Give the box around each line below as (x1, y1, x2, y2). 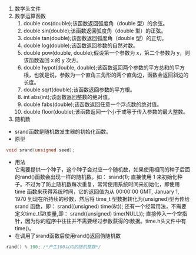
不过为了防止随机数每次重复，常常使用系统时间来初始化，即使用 (25, 180, 180, 187)
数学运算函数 (14, 12, 46, 19)
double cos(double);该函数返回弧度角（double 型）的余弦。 (23, 20, 168, 27)
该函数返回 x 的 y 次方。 (23, 57, 82, 64)
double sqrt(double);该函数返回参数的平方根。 (23, 86, 135, 93)
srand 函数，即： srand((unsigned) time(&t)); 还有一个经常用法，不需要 (14, 203, 187, 210)
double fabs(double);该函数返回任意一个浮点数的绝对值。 (23, 101, 162, 108)
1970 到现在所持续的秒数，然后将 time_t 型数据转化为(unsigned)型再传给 (14, 195, 190, 202)
